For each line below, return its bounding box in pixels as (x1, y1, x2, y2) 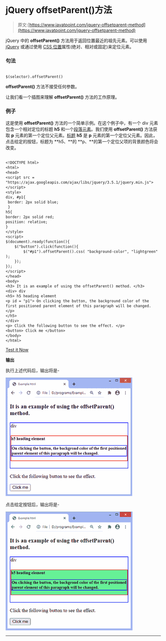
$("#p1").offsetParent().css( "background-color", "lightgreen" (23, 249, 158, 254)
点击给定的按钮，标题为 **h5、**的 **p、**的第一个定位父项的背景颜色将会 (5, 138, 159, 144)
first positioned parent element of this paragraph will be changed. (5, 303, 152, 308)
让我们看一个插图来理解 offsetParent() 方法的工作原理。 (5, 94, 120, 100)
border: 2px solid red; (5, 214, 55, 219)
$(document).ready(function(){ (5, 239, 70, 244)
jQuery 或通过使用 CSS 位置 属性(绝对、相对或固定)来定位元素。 (5, 43, 134, 49)
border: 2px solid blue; (7, 200, 59, 205)
